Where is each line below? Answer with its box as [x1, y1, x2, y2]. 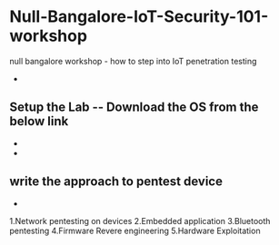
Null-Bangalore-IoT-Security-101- [9, 6, 269, 27]
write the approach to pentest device [9, 174, 223, 190]
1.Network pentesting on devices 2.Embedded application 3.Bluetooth [9, 215, 271, 226]
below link [9, 113, 69, 129]
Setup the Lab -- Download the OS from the [9, 100, 259, 115]
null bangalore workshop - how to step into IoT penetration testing [9, 55, 257, 66]
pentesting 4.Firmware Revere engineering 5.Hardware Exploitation [9, 225, 261, 236]
